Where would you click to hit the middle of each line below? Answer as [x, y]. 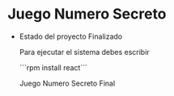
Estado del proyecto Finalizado [71, 36]
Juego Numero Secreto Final [67, 83]
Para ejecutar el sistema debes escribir [85, 52]
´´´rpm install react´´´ [53, 67]
